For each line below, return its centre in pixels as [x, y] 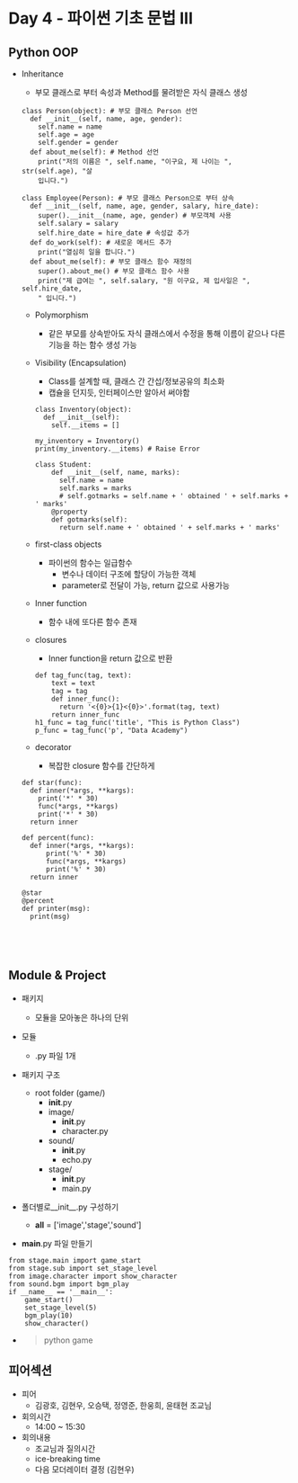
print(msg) [50, 916]
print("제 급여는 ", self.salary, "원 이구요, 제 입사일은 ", [144, 281]
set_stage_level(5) [61, 1308]
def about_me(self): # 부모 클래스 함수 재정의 [111, 262]
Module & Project [57, 975]
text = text [74, 683]
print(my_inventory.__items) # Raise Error [118, 449]
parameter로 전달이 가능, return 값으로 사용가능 [146, 585]
